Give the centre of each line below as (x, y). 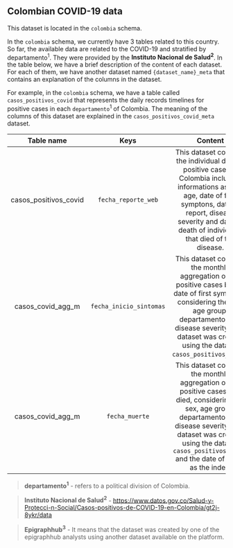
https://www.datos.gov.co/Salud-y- (164, 500)
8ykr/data (38, 515)
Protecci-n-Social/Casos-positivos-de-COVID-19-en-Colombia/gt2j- (122, 508)
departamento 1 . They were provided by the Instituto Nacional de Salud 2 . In (115, 57)
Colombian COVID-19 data (65, 11)
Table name (47, 141)
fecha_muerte (128, 416)
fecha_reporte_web (128, 200)
